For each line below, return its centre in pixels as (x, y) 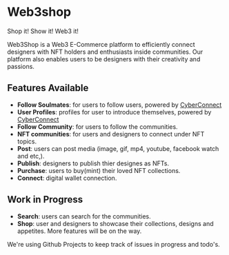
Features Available (48, 88)
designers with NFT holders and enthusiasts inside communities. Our (105, 52)
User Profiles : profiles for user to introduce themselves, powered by (114, 112)
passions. (21, 66)
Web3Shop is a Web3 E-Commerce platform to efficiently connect (101, 44)
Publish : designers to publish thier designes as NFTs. (93, 163)
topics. (27, 141)
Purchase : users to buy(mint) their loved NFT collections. (99, 170)
